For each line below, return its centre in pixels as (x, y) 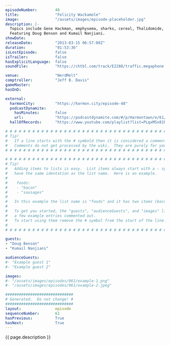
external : (16, 99)
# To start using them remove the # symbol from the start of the (79, 221)
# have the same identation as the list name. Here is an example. (81, 174)
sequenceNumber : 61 (32, 313)
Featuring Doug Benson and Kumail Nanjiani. (57, 33)
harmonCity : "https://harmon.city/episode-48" (69, 103)
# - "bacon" (21, 188)
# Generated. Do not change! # (39, 299)
